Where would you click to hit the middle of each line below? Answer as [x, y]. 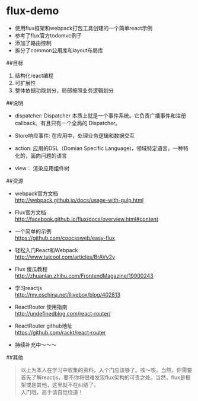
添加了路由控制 [33, 43]
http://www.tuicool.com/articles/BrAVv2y [65, 257]
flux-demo [33, 11]
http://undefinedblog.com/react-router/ [63, 313]
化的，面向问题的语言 [41, 155]
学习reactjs [28, 288]
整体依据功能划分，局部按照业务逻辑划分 [64, 90]
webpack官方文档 [36, 193]
